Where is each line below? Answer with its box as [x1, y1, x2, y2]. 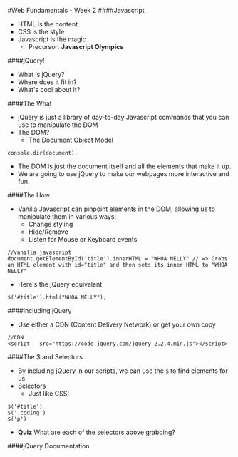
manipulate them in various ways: [17, 212, 116, 220]
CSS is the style [17, 28, 65, 36]
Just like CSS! [28, 389, 70, 398]
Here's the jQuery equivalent [17, 280, 103, 288]
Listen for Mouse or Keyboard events [28, 235, 138, 243]
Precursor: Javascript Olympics [28, 43, 124, 51]
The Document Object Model [28, 135, 114, 144]
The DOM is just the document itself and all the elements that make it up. [17, 162, 232, 170]
